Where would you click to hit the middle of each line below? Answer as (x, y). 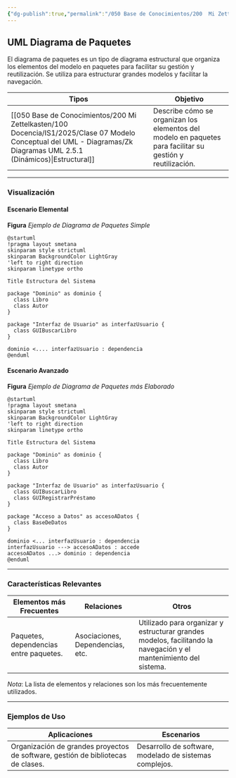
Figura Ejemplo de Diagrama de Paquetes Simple (79, 225)
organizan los (176, 120)
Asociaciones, (98, 636)
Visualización (31, 192)
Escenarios (181, 735)
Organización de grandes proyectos (70, 746)
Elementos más (39, 602)
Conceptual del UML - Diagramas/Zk (72, 142)
